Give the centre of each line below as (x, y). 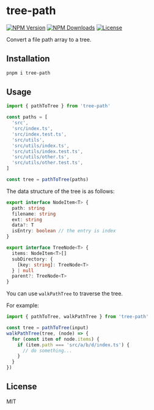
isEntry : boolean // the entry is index (64, 231)
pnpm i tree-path (28, 73)
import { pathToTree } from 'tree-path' (59, 106)
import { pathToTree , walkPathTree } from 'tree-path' (78, 317)
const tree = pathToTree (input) (47, 328)
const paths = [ (27, 117)
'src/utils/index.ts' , (41, 146)
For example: (23, 306)
